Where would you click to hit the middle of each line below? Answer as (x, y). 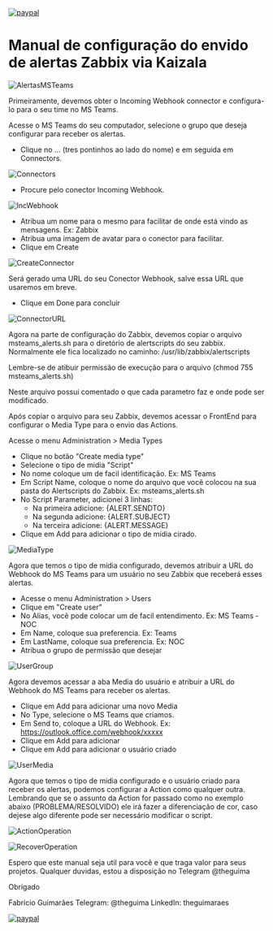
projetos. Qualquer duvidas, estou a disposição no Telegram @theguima (129, 871)
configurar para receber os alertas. (67, 133)
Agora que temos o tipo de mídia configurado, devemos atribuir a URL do (131, 565)
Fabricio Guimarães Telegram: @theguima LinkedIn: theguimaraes (119, 903)
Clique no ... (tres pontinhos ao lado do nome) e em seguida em (127, 149)
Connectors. (41, 158)
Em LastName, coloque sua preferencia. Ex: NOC (102, 641)
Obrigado (24, 886)
